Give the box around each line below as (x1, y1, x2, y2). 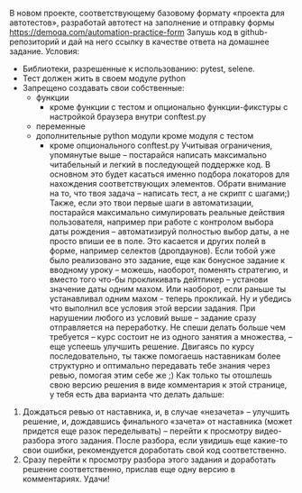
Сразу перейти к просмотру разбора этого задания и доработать (22, 454, 277, 465)
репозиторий (9, 36, 60, 47)
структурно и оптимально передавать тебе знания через (49, 361, 270, 370)
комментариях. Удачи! (22, 473, 110, 484)
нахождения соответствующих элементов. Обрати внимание (49, 178, 287, 188)
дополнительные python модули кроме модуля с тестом (35, 131, 254, 141)
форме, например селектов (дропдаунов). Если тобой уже (49, 245, 276, 256)
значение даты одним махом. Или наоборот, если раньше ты (49, 284, 287, 294)
